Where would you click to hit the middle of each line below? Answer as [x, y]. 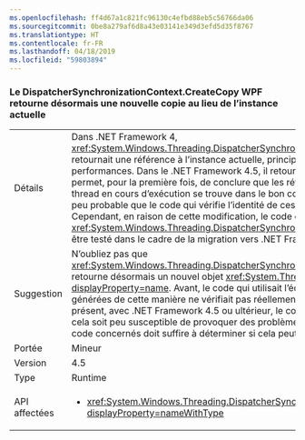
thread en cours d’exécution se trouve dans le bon [178, 194]
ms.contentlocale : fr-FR [56, 43]
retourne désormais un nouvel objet [148, 276]
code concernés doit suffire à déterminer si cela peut [184, 334]
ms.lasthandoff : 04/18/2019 [63, 52]
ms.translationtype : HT [54, 35]
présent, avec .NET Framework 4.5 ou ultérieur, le [177, 311]
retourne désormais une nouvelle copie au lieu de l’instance [144, 103]
